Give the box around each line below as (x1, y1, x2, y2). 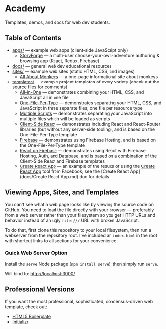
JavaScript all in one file (19, 94, 69, 100)
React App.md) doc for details (48, 173, 109, 179)
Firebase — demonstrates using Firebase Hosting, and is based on (19, 137, 156, 143)
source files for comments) (12, 84, 68, 90)
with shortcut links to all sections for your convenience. (5, 237, 118, 244)
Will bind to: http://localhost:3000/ (5, 270, 75, 276)
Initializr (12, 319, 29, 325)
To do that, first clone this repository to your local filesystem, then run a (5, 227, 151, 233)
